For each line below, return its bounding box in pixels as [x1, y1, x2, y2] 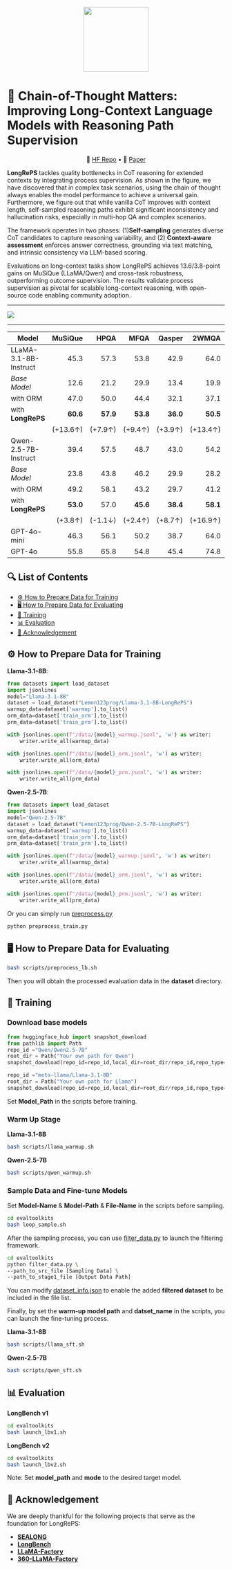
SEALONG [17, 1533, 47, 1541]
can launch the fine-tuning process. [7, 1315, 109, 1323]
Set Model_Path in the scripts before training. [7, 1097, 137, 1105]
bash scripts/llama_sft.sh [7, 1341, 85, 1349]
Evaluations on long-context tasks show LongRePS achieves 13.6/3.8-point [7, 262, 221, 270]
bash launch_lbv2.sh [7, 1461, 67, 1468]
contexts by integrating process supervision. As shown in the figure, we [7, 176, 211, 185]
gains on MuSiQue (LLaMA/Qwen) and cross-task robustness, [7, 269, 184, 277]
